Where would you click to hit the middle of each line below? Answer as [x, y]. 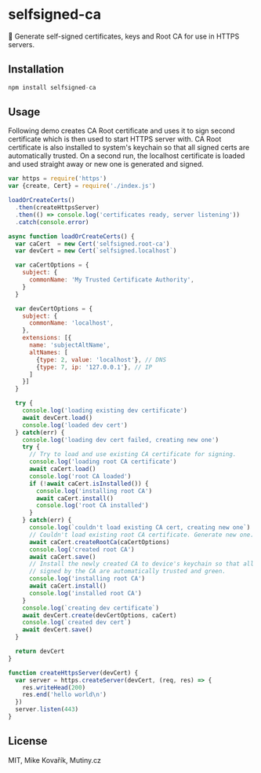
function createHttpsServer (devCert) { [73, 673]
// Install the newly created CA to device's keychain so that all [141, 564]
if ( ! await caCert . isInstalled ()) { [89, 484]
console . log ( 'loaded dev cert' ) [75, 425]
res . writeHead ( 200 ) [54, 687]
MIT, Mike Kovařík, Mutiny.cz [55, 760]
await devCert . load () [57, 418]
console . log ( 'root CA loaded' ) [80, 476]
